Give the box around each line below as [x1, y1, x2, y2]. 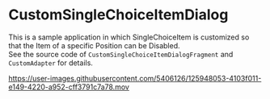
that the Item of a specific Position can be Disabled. [8, 40, 180, 50]
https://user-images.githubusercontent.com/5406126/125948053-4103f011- [8, 73, 262, 83]
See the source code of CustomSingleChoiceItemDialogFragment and [8, 49, 234, 59]
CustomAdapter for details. [8, 58, 93, 68]
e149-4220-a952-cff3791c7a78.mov [8, 82, 129, 92]
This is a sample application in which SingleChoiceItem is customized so [8, 32, 250, 42]
